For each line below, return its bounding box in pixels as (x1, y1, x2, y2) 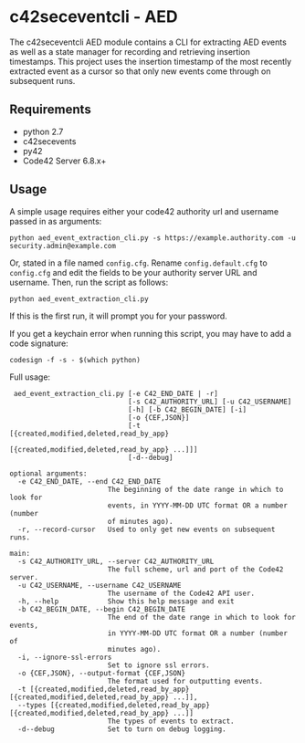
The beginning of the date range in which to (107, 485, 284, 494)
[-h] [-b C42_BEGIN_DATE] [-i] (127, 404, 247, 414)
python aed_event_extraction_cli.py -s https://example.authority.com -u (9, 233, 297, 243)
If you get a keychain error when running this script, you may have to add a (9, 328, 292, 339)
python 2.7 (22, 126, 64, 137)
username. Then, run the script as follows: (9, 277, 169, 288)
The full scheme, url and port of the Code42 (107, 564, 284, 574)
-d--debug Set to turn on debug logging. (17, 724, 226, 734)
